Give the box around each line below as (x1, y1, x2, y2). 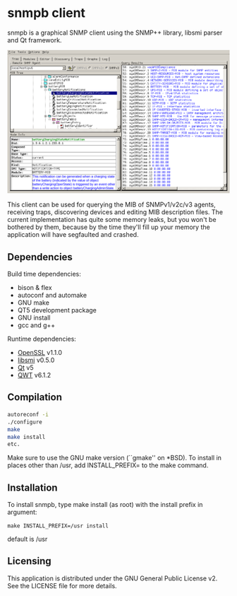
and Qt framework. (7, 35, 62, 44)
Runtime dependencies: (7, 334, 76, 344)
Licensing (7, 555, 51, 567)
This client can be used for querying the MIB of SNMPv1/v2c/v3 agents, (7, 200, 217, 209)
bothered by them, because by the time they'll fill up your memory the (7, 223, 210, 231)
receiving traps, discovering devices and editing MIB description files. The (7, 208, 224, 216)
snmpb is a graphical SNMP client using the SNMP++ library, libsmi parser (7, 28, 223, 37)
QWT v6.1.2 (17, 371, 51, 380)
